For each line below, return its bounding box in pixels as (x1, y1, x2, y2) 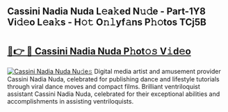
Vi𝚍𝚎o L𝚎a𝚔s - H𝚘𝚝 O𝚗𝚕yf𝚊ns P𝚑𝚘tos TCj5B (7, 17, 206, 29)
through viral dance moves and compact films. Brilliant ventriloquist (7, 83, 200, 90)
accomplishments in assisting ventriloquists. (7, 97, 134, 105)
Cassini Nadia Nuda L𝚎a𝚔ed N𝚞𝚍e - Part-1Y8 (7, 6, 206, 17)
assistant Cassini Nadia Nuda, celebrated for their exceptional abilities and (7, 90, 220, 98)
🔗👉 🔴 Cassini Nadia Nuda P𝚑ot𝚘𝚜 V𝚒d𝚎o (7, 45, 191, 57)
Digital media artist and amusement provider (93, 67, 221, 75)
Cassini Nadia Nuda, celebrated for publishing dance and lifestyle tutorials (7, 75, 220, 83)
